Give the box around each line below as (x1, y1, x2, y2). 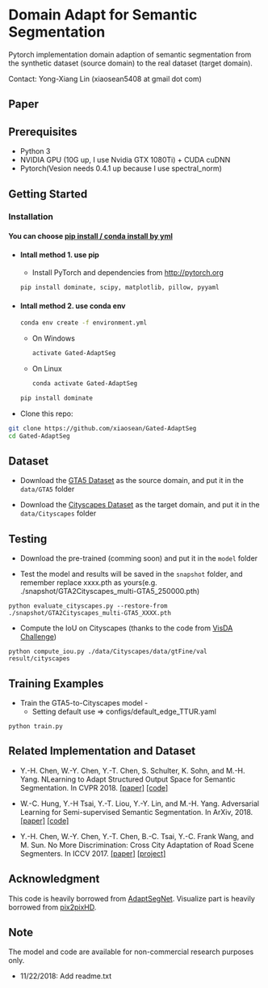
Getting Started (8, 187, 88, 201)
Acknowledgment (8, 872, 100, 886)
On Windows (31, 333, 75, 343)
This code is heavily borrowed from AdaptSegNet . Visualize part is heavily (8, 893, 256, 903)
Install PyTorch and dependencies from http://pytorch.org (31, 268, 224, 278)
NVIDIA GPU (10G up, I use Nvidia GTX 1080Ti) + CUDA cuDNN (19, 155, 231, 165)
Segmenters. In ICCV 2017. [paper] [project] (19, 848, 166, 859)
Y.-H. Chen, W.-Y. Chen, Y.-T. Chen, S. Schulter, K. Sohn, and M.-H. (19, 765, 245, 775)
